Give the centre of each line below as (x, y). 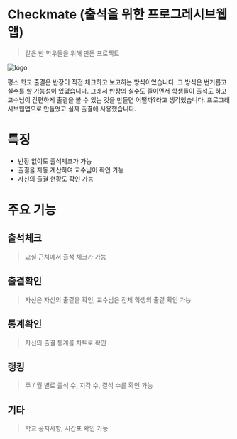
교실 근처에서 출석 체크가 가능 (65, 257)
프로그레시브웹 (187, 15)
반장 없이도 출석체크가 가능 (55, 161)
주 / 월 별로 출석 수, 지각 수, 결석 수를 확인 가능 (89, 385)
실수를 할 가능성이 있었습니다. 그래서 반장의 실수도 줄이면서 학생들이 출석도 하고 (117, 91)
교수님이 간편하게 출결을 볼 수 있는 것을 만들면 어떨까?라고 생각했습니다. (106, 99)
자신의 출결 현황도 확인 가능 (56, 179)
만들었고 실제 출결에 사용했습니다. (90, 109)
